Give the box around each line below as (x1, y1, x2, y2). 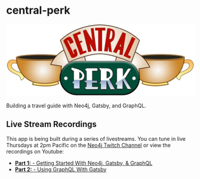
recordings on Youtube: (6, 147, 64, 155)
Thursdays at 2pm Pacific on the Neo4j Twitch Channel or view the (6, 141, 171, 149)
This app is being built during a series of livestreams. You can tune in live (6, 135, 186, 142)
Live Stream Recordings (6, 119, 97, 129)
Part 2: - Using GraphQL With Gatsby (14, 165, 107, 173)
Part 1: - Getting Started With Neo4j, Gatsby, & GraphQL (14, 159, 153, 166)
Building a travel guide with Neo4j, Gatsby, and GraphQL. (6, 102, 146, 109)
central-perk (6, 4, 70, 17)
